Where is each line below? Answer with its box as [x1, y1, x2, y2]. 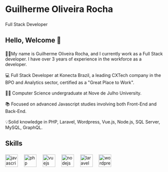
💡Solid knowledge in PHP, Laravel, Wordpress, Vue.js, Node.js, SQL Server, [5, 119, 160, 125]
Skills [5, 139, 22, 147]
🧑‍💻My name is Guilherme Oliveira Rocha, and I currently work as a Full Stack [5, 51, 163, 57]
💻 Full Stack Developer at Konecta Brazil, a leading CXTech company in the [5, 72, 161, 78]
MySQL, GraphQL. [5, 124, 43, 130]
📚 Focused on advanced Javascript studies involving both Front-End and [5, 101, 157, 107]
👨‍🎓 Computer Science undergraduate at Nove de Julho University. [5, 90, 141, 96]
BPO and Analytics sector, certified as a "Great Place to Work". [5, 79, 134, 85]
